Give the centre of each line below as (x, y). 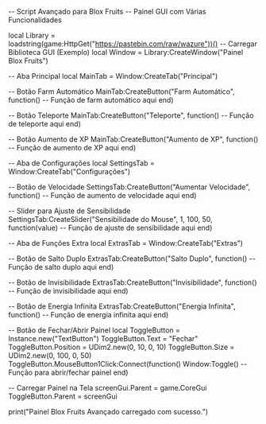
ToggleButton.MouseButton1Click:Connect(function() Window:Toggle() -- (128, 364)
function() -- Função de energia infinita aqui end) (89, 315)
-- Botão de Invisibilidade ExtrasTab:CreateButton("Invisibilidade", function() (133, 282)
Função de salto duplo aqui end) (61, 267)
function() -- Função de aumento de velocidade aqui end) (102, 195)
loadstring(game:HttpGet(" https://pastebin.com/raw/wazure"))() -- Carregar (133, 44)
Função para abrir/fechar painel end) (68, 372)
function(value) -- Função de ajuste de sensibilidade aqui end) (110, 228)
